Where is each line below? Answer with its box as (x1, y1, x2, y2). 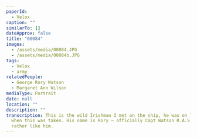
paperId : (6, 8, 28, 15)
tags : (6, 58, 19, 63)
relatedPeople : (6, 74, 43, 80)
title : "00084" (6, 36, 43, 42)
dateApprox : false (6, 31, 51, 36)
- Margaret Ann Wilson (11, 85, 67, 91)
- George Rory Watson (11, 80, 64, 86)
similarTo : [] (6, 25, 41, 31)
